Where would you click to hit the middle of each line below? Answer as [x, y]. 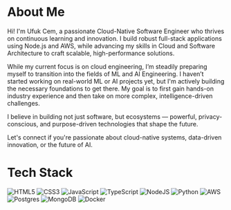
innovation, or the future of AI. [50, 144]
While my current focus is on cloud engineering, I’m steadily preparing [107, 66]
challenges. [24, 103]
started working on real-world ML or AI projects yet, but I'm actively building [116, 81]
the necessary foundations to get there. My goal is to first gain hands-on [111, 88]
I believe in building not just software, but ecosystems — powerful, [102, 116]
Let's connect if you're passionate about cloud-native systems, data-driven [114, 137]
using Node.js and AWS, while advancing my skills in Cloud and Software [111, 46]
